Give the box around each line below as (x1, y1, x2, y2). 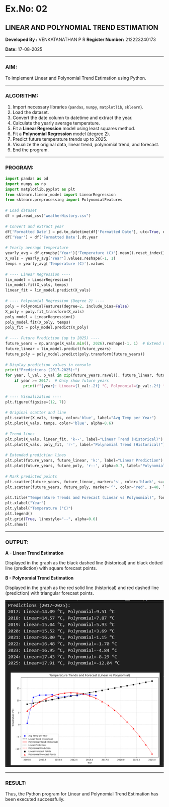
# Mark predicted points (5, 474, 57, 479)
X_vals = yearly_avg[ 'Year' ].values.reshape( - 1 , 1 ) (5, 256, 116, 261)
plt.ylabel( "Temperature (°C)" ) (5, 506, 73, 511)
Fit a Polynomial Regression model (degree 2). (12, 131, 111, 137)
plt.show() (5, 522, 28, 527)
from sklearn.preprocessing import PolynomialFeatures (5, 197, 123, 202)
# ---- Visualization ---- (5, 394, 62, 399)
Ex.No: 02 (5, 3, 48, 15)
